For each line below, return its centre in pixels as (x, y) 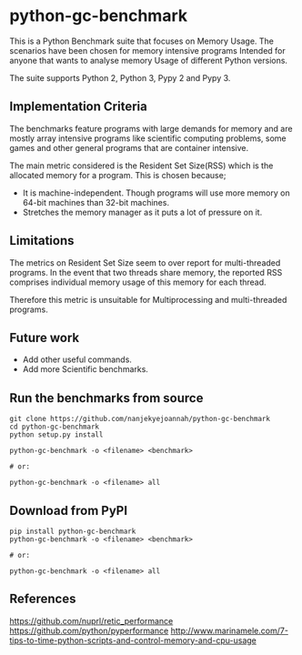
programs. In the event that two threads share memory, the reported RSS (146, 272)
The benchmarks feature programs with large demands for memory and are (151, 128)
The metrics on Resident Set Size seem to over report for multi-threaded (145, 262)
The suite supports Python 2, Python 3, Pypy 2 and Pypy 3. (120, 77)
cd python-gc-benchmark (55, 427)
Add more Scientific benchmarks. (85, 369)
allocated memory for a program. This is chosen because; (118, 175)
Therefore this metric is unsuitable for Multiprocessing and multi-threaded (148, 299)
